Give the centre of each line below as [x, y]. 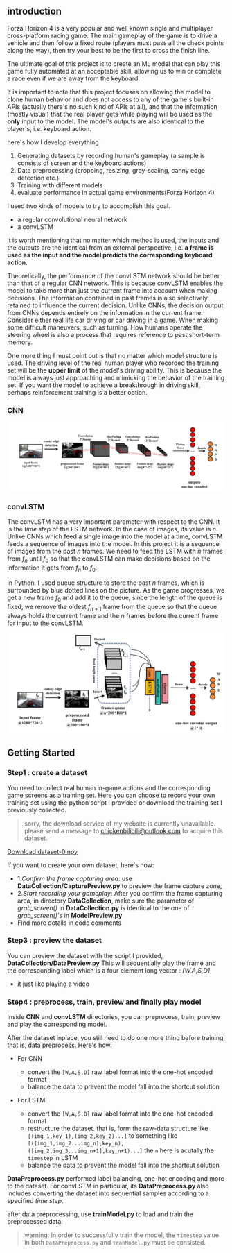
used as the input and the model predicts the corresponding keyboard [110, 255]
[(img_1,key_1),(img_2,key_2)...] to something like [102, 1136]
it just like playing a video [53, 984]
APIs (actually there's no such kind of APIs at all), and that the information [113, 106]
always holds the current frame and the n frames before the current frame [113, 615]
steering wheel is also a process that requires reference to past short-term [114, 334]
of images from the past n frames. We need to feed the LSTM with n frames [115, 552]
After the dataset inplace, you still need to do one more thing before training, [116, 1038]
